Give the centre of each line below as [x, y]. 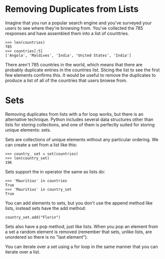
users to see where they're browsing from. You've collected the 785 [74, 28]
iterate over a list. [23, 252]
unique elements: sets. [28, 130]
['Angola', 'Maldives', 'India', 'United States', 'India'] [68, 55]
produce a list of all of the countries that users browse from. [66, 80]
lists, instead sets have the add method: [46, 208]
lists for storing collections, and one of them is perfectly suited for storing [80, 124]
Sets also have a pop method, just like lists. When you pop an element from [82, 226]
